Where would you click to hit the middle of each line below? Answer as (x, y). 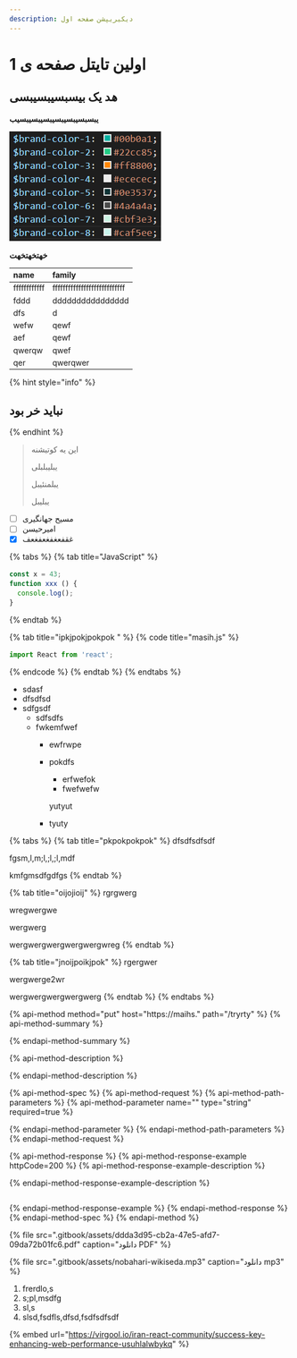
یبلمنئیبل (45, 484)
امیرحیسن (39, 529)
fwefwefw (81, 788)
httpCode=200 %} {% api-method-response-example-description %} (137, 1165)
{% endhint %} (37, 432)
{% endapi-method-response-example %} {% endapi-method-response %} (148, 1208)
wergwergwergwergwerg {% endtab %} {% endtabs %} (112, 997)
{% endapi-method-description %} (74, 1075)
